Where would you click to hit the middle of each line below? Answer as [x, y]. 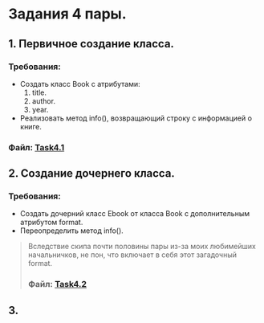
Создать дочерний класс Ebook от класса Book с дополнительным [135, 214]
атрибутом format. [51, 223]
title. [39, 92]
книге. [30, 126]
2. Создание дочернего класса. [91, 174]
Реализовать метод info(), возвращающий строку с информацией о [136, 118]
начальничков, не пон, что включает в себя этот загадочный [132, 255]
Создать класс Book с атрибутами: [80, 84]
